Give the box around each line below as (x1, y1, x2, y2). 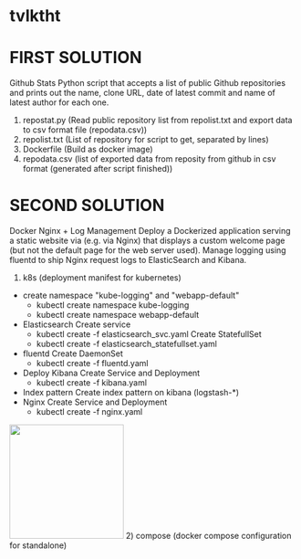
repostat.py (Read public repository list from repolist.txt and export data (22, 115, 293, 126)
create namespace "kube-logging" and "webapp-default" (22, 290, 240, 301)
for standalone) (9, 540, 67, 551)
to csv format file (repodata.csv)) (22, 124, 148, 135)
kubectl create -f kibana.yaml (36, 377, 148, 388)
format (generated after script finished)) (22, 163, 173, 174)
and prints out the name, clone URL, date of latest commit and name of (9, 88, 275, 99)
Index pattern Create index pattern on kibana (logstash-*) (22, 387, 240, 398)
